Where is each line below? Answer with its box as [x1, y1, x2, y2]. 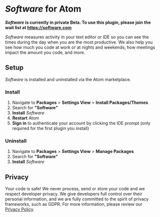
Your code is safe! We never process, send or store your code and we [5, 186, 145, 192]
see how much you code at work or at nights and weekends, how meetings [5, 44, 156, 50]
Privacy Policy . [5, 206, 35, 212]
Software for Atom [5, 3, 82, 15]
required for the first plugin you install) [12, 125, 89, 132]
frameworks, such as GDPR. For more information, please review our [5, 201, 142, 207]
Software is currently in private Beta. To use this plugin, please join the [5, 19, 151, 25]
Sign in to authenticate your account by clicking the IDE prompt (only [12, 120, 151, 126]
